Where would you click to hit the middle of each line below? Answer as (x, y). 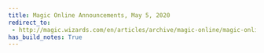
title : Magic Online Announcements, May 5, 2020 (89, 15)
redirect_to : (29, 23)
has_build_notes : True (45, 37)
